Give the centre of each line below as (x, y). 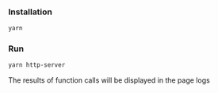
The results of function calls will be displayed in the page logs (109, 80)
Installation (31, 12)
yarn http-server (37, 65)
